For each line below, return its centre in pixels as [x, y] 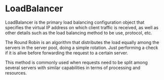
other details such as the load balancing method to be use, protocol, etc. [79, 33]
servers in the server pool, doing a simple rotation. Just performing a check [82, 47]
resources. [16, 73]
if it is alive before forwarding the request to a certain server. [66, 53]
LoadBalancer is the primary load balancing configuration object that [75, 22]
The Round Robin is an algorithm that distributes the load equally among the [82, 42]
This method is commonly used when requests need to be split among [76, 62]
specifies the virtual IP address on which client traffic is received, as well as [82, 27]
